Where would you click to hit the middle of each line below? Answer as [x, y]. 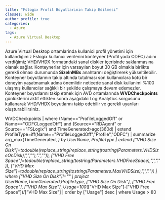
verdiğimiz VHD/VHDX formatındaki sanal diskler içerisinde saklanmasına [80, 62]
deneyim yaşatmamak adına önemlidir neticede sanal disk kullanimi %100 [80, 82]
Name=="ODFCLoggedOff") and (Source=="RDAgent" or [63, 123]
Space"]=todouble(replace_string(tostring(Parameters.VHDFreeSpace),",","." [83, 160]
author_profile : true [27, 19]
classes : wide [20, 14]
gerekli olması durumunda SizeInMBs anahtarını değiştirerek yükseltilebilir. [81, 72]
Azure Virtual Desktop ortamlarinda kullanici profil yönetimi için [69, 51]
